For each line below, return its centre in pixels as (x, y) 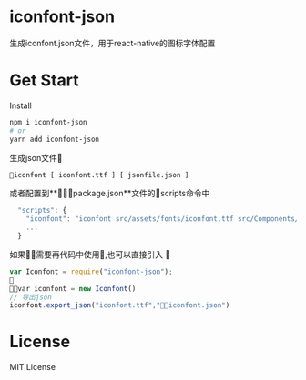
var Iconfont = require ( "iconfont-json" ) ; (91, 271)
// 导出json (31, 297)
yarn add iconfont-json (55, 139)
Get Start (44, 80)
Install (20, 105)
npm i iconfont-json (49, 122)
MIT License (33, 367)
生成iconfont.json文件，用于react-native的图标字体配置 (112, 43)
